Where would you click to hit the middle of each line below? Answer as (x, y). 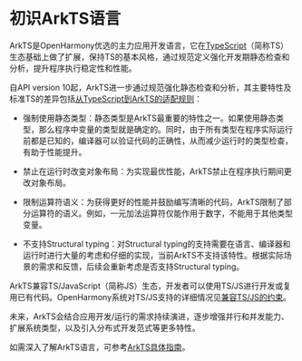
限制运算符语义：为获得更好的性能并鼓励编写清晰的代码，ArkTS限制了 (153, 201)
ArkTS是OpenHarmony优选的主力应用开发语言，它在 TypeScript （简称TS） (149, 45)
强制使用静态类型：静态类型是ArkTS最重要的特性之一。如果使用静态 (149, 118)
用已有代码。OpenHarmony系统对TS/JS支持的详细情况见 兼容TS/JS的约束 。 (151, 297)
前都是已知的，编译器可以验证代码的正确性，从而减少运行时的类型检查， (157, 141)
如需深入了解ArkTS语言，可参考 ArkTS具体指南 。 (100, 346)
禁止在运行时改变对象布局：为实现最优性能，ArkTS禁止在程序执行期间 (153, 171)
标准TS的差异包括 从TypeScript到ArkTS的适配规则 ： (106, 98)
